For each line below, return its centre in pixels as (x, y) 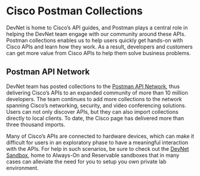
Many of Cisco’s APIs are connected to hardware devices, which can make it (100, 136)
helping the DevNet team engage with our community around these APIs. (96, 34)
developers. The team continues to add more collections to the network (94, 99)
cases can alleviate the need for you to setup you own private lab (87, 161)
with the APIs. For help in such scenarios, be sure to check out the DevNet (98, 148)
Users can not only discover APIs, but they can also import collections (93, 111)
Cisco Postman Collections (75, 11)
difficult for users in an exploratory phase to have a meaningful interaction (97, 142)
